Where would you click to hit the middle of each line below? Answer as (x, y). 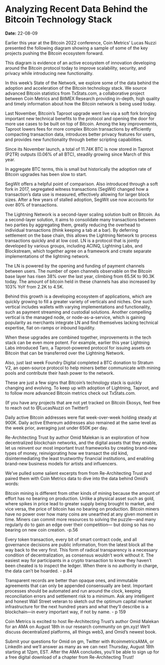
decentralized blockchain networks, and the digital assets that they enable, (81, 443)
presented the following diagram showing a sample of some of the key (77, 48)
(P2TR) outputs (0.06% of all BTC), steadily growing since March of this (78, 154)
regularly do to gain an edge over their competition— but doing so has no (80, 525)
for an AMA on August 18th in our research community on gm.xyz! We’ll (78, 627)
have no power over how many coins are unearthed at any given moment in (82, 514)
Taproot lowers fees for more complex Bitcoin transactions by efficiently (78, 129)
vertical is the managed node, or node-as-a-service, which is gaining (75, 317)
